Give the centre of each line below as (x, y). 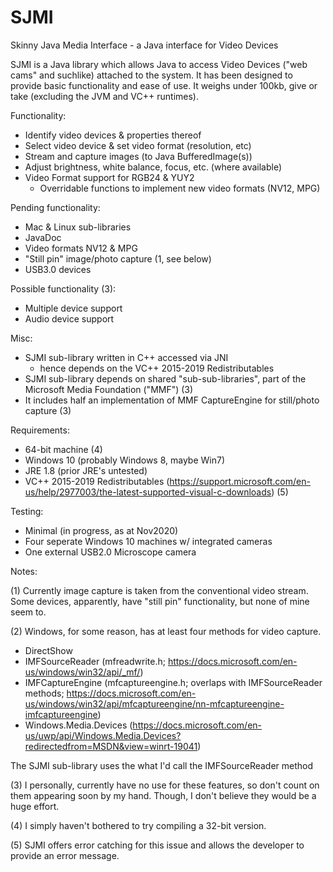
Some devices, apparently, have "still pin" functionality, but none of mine (160, 601)
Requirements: (40, 430)
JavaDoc (43, 237)
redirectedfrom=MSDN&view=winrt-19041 (111, 746)
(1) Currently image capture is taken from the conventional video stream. (159, 590)
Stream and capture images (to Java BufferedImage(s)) (138, 156)
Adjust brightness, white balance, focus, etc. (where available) (153, 167)
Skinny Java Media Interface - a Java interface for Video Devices (144, 45)
